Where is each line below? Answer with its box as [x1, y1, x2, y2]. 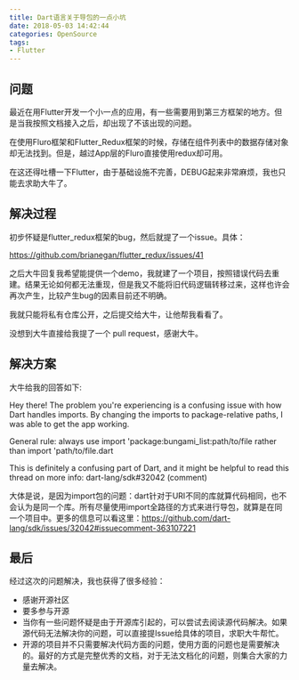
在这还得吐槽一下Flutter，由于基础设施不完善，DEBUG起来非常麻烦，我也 [9, 166, 279, 177]
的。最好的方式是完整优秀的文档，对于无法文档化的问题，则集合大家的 [21, 651, 280, 661]
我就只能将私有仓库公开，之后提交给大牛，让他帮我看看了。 [9, 309, 228, 320]
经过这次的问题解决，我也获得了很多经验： [9, 576, 166, 587]
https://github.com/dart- [141, 513, 231, 523]
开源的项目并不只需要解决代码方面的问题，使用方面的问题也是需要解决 [21, 639, 280, 650]
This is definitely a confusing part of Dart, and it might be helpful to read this [9, 462, 289, 473]
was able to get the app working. [9, 418, 130, 429]
